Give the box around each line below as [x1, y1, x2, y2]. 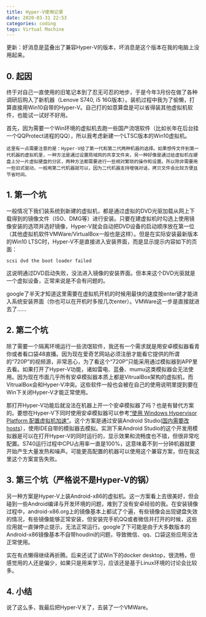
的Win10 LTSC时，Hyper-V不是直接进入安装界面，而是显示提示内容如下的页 [6, 237, 197, 245]
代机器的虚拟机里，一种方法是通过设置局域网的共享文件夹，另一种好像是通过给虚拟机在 [6, 152, 194, 158]
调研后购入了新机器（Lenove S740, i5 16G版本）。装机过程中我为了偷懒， [6, 96, 190, 104]
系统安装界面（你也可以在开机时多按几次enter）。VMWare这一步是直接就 [11, 297, 194, 305]
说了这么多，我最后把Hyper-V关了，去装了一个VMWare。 [6, 604, 151, 611]
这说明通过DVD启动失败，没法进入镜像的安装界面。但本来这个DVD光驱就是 [6, 269, 196, 277]
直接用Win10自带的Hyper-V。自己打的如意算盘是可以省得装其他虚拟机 [11, 104, 188, 111]
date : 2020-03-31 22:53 [6, 15, 67, 21]
